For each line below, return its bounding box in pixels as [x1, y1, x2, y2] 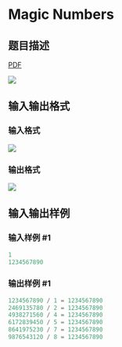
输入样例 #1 [8, 232, 51, 243]
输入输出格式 [8, 100, 70, 113]
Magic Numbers [8, 6, 115, 24]
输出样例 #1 [8, 278, 51, 289]
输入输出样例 [8, 207, 70, 220]
